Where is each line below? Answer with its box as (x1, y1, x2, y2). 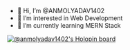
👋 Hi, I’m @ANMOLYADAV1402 (17, 7, 105, 15)
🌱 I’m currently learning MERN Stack (17, 22, 121, 29)
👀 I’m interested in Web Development (17, 14, 123, 22)
